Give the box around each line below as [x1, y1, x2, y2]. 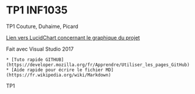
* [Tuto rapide [6, 57, 43, 62]
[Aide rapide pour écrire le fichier [11, 67, 104, 73]
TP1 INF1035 [6, 4, 68, 17]
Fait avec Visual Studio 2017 [6, 45, 74, 53]
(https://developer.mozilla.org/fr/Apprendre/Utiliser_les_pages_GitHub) [6, 62, 190, 68]
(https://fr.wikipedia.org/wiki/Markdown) [6, 72, 111, 78]
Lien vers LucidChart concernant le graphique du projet [6, 34, 141, 41]
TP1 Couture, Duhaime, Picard [6, 23, 78, 30]
